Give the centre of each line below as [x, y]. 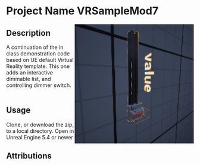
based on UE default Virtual [40, 60]
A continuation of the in [35, 47]
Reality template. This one [38, 66]
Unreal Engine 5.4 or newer [40, 137]
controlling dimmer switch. [39, 85]
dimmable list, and [29, 79]
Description [28, 33]
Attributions [29, 156]
